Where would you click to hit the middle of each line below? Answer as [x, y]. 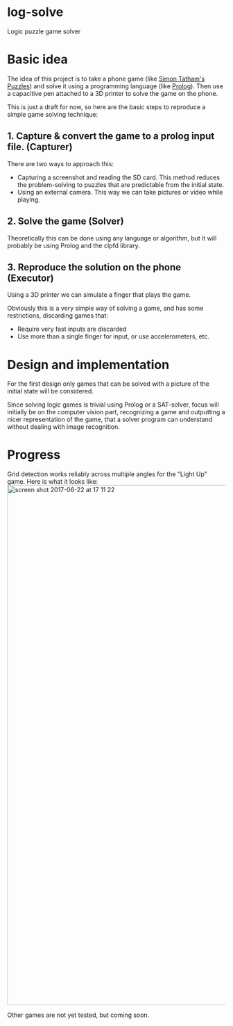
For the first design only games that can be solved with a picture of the [109, 384]
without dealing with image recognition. [63, 427]
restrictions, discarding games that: [58, 316]
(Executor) [31, 278]
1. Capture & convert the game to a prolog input [111, 136]
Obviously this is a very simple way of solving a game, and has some [105, 308]
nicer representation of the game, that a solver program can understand [110, 420]
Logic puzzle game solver [44, 31]
